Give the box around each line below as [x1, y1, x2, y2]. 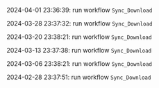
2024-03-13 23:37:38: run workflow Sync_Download [6, 46, 152, 54]
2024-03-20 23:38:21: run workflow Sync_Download [6, 33, 152, 41]
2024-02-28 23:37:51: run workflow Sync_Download [6, 73, 151, 81]
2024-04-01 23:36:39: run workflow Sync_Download [6, 6, 153, 14]
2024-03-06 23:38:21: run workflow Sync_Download [6, 60, 153, 68]
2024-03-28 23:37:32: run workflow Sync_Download [6, 19, 153, 27]
